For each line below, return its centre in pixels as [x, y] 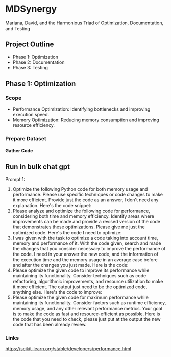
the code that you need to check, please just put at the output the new [87, 319]
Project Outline [30, 45]
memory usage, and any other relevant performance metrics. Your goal [87, 308]
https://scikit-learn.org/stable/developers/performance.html [68, 349]
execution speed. [31, 115]
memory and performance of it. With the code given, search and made [87, 243]
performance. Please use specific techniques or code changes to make [88, 194]
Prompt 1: [15, 179]
